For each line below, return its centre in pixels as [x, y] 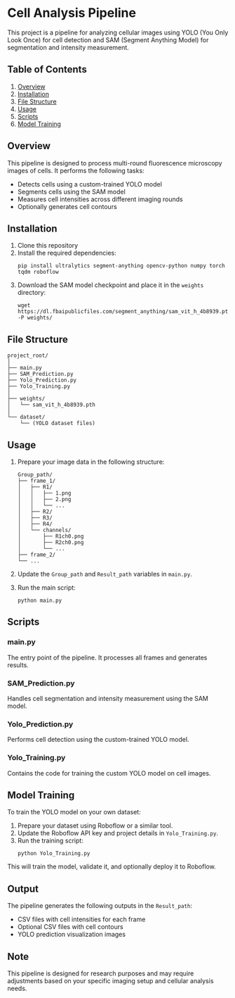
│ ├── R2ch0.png [51, 543]
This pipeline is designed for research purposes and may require [101, 973]
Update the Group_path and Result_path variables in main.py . [105, 574]
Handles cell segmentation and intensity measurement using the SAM [108, 698]
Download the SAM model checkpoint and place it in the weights [110, 285]
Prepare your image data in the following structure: [91, 462]
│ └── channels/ [44, 530]
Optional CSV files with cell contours [70, 927]
